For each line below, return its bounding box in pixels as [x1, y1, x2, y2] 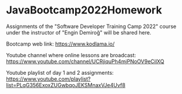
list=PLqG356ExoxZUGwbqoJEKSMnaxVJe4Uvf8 [6, 81, 126, 88]
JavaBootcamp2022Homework [6, 4, 163, 17]
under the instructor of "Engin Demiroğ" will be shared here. [6, 29, 151, 36]
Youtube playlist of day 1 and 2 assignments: [6, 69, 114, 76]
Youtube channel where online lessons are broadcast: [6, 51, 136, 58]
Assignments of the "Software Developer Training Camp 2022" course [6, 23, 177, 30]
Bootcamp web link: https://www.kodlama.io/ [6, 40, 115, 47]
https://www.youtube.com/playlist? [6, 75, 91, 82]
